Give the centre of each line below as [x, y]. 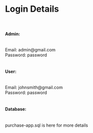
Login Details [32, 9]
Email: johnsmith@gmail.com [34, 88]
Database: [16, 109]
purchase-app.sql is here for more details [47, 125]
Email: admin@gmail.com [30, 50]
